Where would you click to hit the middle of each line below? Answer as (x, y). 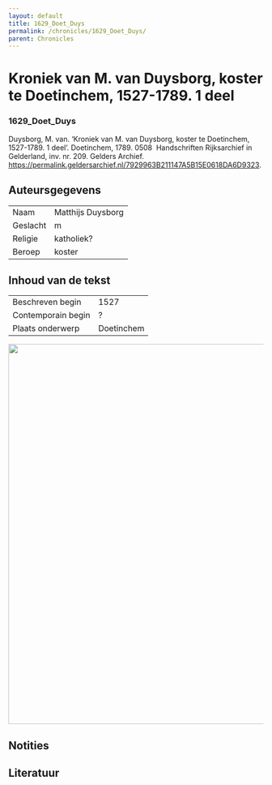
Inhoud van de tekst (59, 280)
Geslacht (30, 225)
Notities (29, 746)
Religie (25, 238)
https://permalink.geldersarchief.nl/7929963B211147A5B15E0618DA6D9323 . (135, 165)
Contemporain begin (51, 315)
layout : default (36, 16)
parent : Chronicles (41, 39)
